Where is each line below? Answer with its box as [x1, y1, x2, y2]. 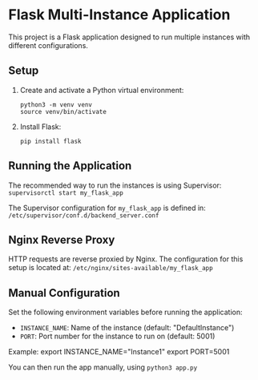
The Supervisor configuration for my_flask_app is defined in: [8, 203, 206, 212]
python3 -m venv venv [19, 100, 92, 109]
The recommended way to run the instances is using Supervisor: [8, 180, 222, 190]
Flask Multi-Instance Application [8, 6, 231, 24]
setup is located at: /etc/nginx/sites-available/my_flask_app [8, 263, 214, 273]
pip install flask [19, 137, 82, 145]
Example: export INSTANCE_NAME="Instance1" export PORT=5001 [8, 347, 230, 357]
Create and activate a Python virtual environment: [19, 85, 184, 95]
